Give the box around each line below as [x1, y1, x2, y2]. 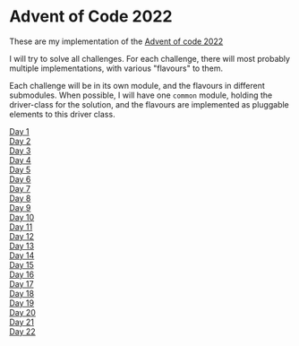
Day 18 [9, 288, 34, 298]
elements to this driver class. [9, 108, 115, 119]
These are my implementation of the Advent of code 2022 [9, 36, 224, 47]
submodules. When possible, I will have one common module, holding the [9, 90, 273, 100]
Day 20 [9, 307, 36, 317]
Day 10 [9, 212, 35, 222]
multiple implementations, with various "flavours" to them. [9, 63, 224, 74]
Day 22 [9, 325, 36, 337]
